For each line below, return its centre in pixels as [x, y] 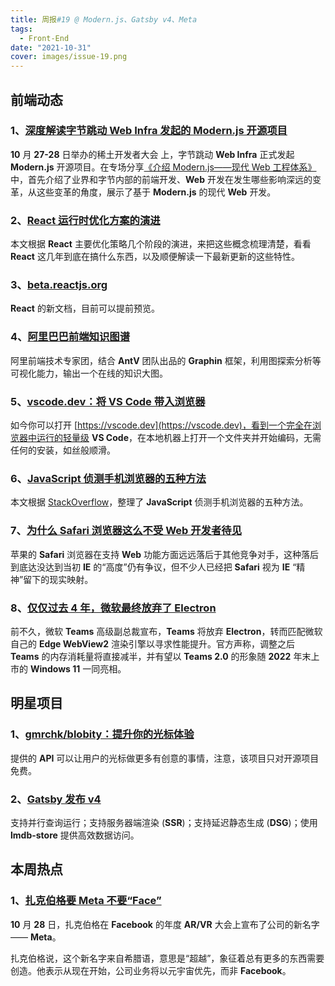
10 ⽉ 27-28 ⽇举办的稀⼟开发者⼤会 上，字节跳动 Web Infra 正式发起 [152, 154]
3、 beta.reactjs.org [59, 285]
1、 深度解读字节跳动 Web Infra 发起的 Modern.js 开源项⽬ [149, 131]
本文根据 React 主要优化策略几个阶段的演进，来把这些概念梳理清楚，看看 [161, 244]
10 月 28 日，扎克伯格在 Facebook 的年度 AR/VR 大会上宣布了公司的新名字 [165, 924]
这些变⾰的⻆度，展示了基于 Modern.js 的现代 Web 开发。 [156, 192]
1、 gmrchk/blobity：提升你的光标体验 [102, 734]
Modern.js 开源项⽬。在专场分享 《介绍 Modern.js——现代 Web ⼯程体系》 [163, 167]
